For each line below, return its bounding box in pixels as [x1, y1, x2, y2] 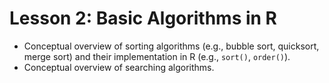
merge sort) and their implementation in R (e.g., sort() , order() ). [23, 50, 291, 62]
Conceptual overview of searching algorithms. [23, 61, 215, 73]
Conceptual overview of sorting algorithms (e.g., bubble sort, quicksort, [23, 40, 320, 52]
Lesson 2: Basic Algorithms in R [9, 7, 278, 30]
